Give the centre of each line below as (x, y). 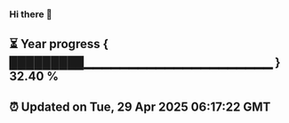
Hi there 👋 (31, 14)
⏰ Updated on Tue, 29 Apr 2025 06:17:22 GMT (140, 107)
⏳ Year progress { (59, 44)
